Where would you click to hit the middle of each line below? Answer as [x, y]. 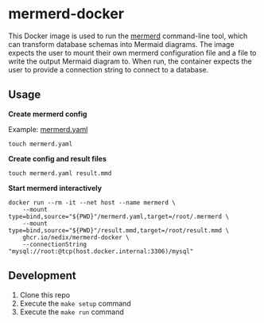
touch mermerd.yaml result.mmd [60, 173]
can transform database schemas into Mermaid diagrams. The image [121, 44]
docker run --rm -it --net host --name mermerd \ [92, 202]
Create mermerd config [48, 114]
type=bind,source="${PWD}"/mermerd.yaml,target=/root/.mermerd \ [118, 216]
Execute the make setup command [75, 303]
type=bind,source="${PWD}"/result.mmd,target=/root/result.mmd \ [118, 230]
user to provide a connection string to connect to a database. [109, 69]
